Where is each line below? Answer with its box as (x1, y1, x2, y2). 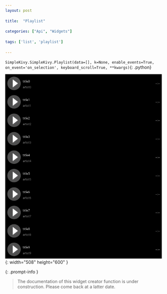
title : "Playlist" (5, 18, 46, 23)
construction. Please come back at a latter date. (17, 284, 116, 290)
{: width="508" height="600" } (5, 259, 69, 265)
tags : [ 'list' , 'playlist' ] (5, 40, 64, 45)
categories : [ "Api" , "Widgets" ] (5, 29, 72, 34)
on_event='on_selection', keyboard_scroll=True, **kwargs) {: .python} (5, 64, 152, 70)
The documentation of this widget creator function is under (17, 279, 139, 285)
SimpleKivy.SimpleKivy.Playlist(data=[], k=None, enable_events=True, (5, 60, 155, 65)
